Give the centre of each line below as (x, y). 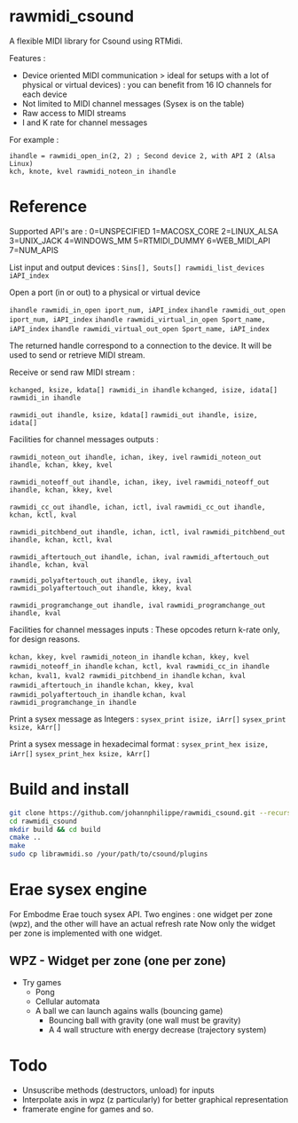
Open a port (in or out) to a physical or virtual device (105, 292)
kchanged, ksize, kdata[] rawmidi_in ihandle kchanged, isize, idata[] (143, 390)
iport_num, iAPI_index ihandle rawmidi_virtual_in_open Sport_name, (137, 320)
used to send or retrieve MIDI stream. (77, 355)
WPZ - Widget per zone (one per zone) (118, 961)
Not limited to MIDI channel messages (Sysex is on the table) (133, 103)
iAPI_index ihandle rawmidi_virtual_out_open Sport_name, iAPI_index (140, 329)
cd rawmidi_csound (43, 821)
